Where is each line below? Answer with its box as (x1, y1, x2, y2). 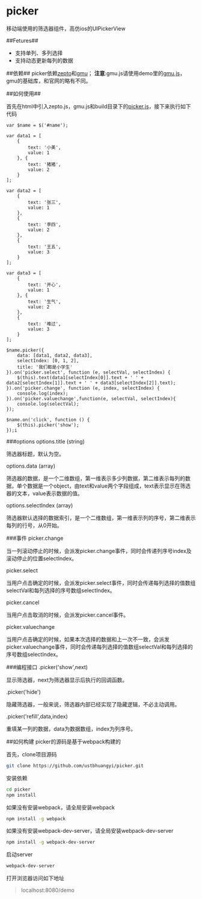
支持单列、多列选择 (14, 49, 63, 57)
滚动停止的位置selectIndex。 (6, 555, 77, 562)
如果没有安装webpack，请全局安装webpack (6, 803, 115, 811)
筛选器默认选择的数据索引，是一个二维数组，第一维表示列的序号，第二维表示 (6, 514, 196, 521)
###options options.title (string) (6, 437, 85, 445)
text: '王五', (28, 244, 61, 250)
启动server (6, 851, 33, 858)
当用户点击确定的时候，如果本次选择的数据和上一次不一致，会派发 (6, 635, 170, 643)
